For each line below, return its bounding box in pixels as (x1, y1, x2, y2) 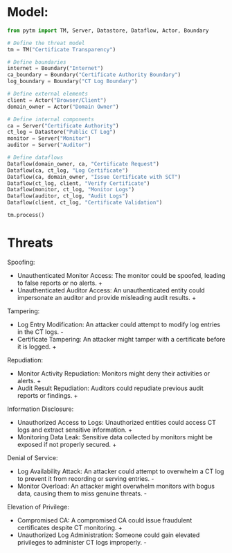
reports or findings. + (17, 391, 78, 399)
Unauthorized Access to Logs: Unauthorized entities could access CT (17, 418, 216, 426)
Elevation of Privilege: (7, 502, 69, 511)
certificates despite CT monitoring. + (17, 523, 123, 532)
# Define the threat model (7, 39, 85, 46)
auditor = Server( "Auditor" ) (7, 141, 91, 149)
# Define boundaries (7, 58, 67, 66)
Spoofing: (7, 258, 35, 266)
